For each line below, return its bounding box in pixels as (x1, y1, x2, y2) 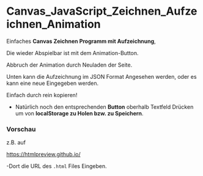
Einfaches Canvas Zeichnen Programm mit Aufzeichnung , (6, 37, 156, 45)
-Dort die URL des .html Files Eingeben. (6, 163, 107, 170)
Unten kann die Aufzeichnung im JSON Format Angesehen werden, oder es (6, 73, 197, 80)
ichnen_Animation (6, 17, 101, 31)
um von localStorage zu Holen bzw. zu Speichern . (15, 109, 144, 117)
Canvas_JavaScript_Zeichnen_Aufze (6, 4, 197, 18)
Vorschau (6, 125, 36, 133)
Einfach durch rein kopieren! (6, 91, 78, 98)
